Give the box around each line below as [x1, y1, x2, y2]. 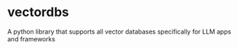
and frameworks [7, 34, 55, 43]
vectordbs [7, 4, 70, 20]
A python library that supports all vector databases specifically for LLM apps [7, 27, 232, 36]
